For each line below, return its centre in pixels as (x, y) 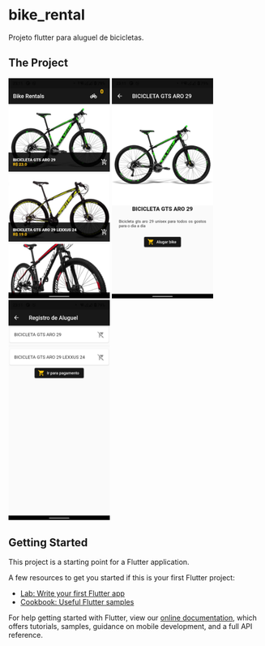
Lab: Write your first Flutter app (73, 593)
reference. (26, 635)
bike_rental (47, 15)
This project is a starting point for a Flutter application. (99, 562)
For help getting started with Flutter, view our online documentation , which (133, 618)
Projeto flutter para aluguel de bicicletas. (76, 37)
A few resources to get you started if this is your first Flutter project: (122, 578)
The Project (38, 63)
